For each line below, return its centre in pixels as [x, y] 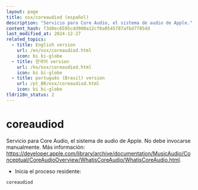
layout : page [22, 12]
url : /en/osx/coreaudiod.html [54, 51]
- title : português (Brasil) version [58, 78]
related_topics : [26, 39]
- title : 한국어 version [40, 61]
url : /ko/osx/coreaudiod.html [54, 67]
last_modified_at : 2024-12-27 [44, 34]
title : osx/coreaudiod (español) [48, 17]
